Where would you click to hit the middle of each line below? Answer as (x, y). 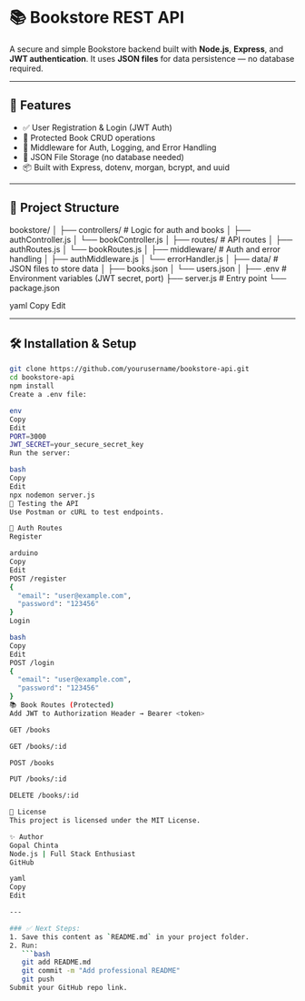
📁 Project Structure (64, 208)
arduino (24, 553)
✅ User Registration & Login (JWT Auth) (97, 127)
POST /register (38, 579)
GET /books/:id (38, 746)
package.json (35, 288)
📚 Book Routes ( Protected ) (62, 705)
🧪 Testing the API (44, 503)
